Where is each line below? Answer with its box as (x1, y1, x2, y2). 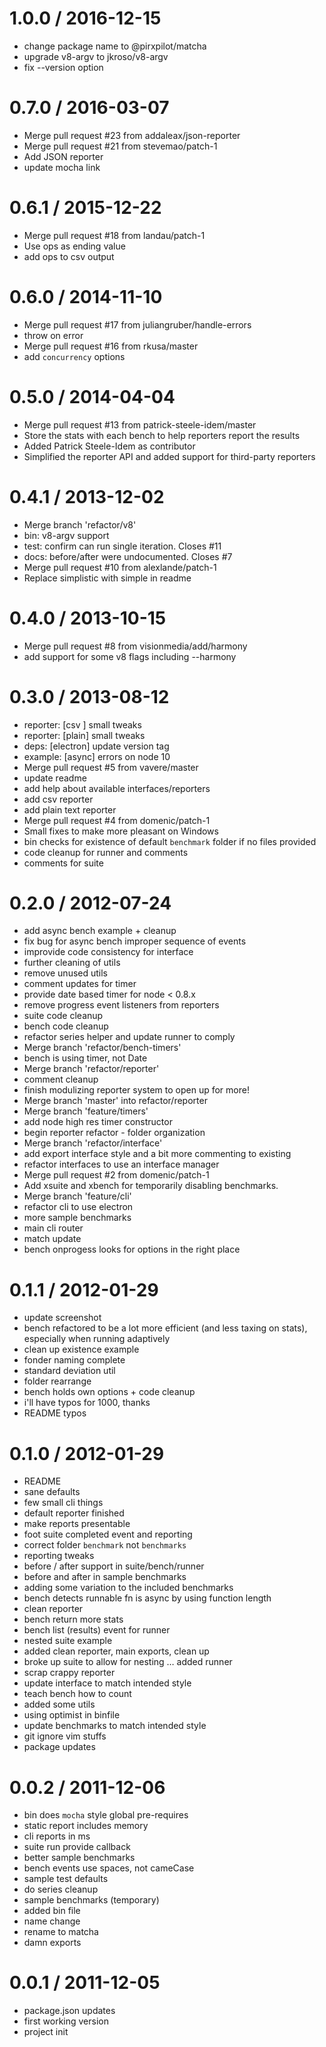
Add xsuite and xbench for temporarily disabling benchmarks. (23, 1180, 279, 1192)
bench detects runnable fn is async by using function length (23, 1592, 272, 1604)
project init (23, 2026, 69, 2038)
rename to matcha (23, 1926, 99, 1938)
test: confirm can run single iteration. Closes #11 (23, 540, 222, 552)
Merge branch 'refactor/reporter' (23, 1063, 160, 1075)
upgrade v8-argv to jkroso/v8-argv (23, 50, 169, 62)
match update (23, 1233, 82, 1245)
